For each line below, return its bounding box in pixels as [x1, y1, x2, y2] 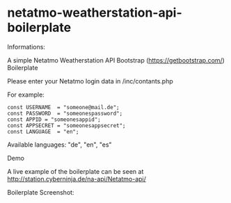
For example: [7, 90, 45, 99]
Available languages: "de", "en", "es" [7, 140, 113, 149]
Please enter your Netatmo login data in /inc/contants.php [7, 76, 174, 85]
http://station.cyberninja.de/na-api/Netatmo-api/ [7, 174, 146, 183]
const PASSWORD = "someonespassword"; [7, 110, 123, 117]
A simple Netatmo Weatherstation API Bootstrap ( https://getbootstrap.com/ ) [7, 56, 225, 64]
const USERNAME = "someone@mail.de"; [7, 104, 120, 111]
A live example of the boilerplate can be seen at [7, 167, 144, 175]
